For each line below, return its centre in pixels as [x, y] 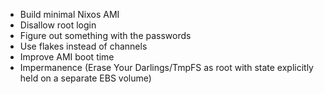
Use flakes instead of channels [83, 46]
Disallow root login [58, 25]
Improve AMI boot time [67, 57]
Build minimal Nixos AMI [69, 14]
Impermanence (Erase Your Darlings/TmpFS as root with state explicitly [166, 67]
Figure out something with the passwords [105, 35]
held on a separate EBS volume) [85, 78]
